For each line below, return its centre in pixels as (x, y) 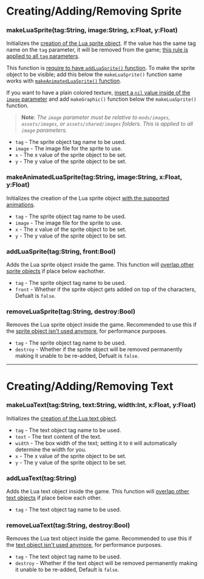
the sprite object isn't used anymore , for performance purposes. (87, 331)
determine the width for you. (51, 449)
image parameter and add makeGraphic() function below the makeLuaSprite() (101, 99)
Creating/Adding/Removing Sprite (94, 11)
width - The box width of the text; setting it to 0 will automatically (96, 443)
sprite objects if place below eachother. (56, 271)
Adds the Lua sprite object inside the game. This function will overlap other (100, 265)
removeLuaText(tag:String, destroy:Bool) (68, 526)
